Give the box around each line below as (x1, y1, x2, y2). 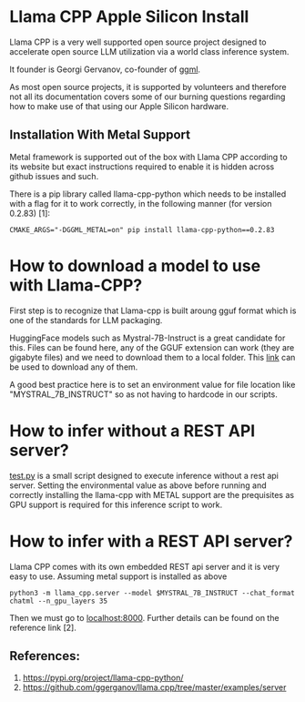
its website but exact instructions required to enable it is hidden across (9, 161, 275, 172)
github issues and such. (9, 170, 99, 181)
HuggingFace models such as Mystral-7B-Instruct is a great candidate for (9, 332, 286, 343)
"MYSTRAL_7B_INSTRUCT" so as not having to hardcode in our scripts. (9, 389, 278, 400)
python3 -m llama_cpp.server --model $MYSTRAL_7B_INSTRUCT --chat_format (9, 588, 296, 597)
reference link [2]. (9, 622, 77, 633)
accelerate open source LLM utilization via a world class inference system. (9, 46, 290, 56)
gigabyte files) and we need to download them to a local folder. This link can (9, 351, 296, 362)
